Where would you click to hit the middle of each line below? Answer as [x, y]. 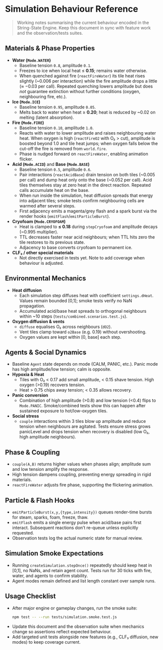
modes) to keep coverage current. [46, 642]
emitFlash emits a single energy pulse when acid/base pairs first [77, 522]
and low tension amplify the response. [50, 469]
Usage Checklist [30, 596]
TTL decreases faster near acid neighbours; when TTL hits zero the [87, 237]
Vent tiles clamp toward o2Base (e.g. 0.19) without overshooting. [83, 332]
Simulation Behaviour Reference [72, 9]
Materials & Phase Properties [50, 48]
